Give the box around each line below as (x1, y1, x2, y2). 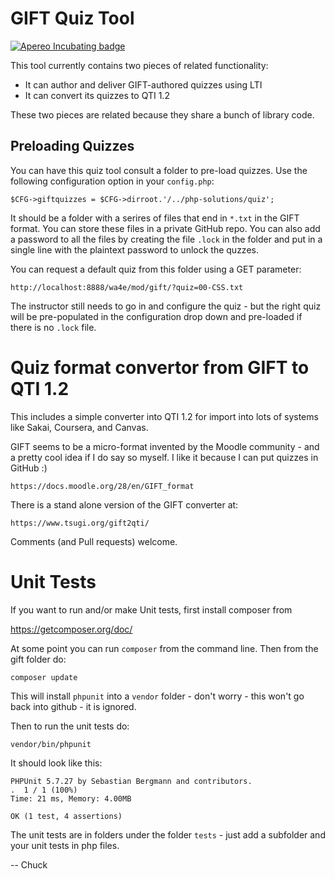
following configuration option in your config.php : (10, 175, 215, 187)
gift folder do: (10, 653, 67, 665)
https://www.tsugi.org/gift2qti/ (10, 518, 150, 528)
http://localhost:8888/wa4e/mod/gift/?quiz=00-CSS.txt (10, 282, 244, 292)
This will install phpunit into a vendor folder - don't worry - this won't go (10, 690, 305, 702)
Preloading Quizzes (10, 138, 135, 155)
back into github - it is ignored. (10, 700, 137, 712)
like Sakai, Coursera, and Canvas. (10, 421, 149, 433)
